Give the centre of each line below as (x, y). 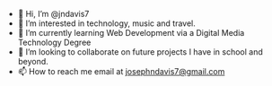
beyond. (33, 61)
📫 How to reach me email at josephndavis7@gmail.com (121, 71)
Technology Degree (54, 42)
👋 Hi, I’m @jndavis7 (53, 14)
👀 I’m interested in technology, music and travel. (106, 23)
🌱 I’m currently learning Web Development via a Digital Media (131, 33)
